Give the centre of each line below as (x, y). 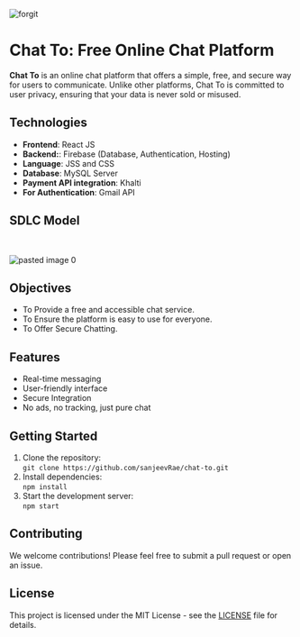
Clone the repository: (62, 458)
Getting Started (54, 436)
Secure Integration (57, 398)
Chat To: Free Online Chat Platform (142, 50)
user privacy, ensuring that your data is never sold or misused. (125, 94)
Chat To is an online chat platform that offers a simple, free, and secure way (150, 75)
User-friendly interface (65, 388)
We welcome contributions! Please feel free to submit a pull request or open (150, 555)
